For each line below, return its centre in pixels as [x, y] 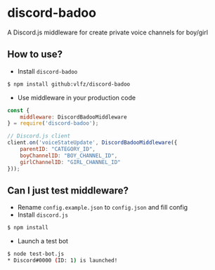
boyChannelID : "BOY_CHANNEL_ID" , [69, 156]
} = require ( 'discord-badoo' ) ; [53, 123]
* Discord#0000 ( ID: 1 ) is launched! [63, 261]
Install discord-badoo [47, 71]
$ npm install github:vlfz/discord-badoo [69, 84]
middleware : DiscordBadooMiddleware [74, 117]
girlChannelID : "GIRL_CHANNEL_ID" [70, 162]
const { [19, 110]
